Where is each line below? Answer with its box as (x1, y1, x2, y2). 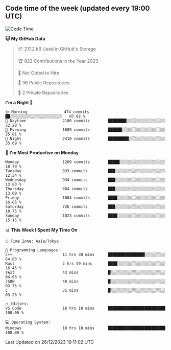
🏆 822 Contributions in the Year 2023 (17, 58, 99, 64)
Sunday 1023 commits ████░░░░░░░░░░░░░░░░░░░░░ (5, 213, 166, 218)
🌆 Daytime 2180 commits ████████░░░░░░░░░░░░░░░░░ (5, 118, 166, 123)
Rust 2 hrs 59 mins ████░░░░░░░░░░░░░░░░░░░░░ (5, 261, 166, 266)
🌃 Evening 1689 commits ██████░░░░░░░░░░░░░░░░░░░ (5, 127, 166, 132)
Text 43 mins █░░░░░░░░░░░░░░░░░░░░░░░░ (5, 270, 166, 275)
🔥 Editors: (5, 301, 29, 306)
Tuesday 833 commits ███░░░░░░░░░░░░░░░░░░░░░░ (5, 168, 166, 173)
